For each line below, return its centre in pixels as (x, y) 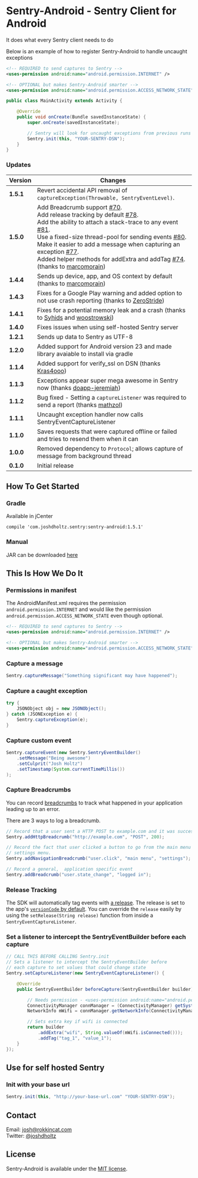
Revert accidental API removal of (82, 190)
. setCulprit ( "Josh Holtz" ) (50, 764)
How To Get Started (43, 487)
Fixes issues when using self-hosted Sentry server (108, 327)
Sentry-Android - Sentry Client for (91, 11)
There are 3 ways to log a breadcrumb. (54, 820)
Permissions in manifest (41, 590)
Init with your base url (38, 1084)
